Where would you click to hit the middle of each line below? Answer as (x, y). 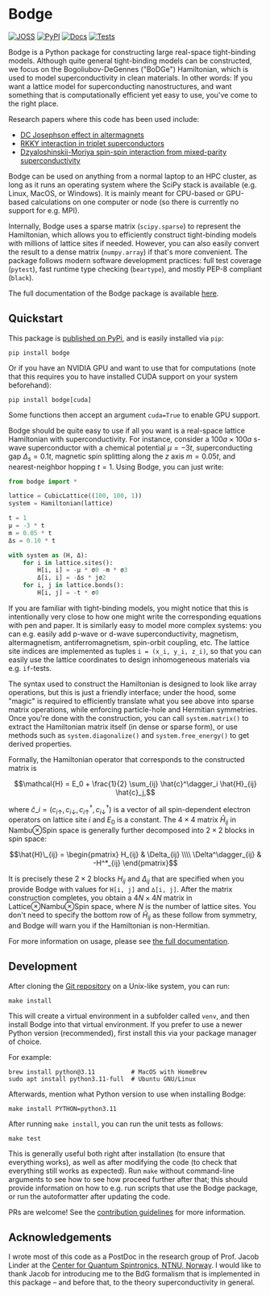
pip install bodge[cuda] (50, 400)
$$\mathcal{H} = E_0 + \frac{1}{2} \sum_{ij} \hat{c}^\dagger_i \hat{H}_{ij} (135, 783)
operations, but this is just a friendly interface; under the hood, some (122, 692)
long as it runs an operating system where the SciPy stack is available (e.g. (133, 184)
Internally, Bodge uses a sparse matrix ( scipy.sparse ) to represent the (125, 226)
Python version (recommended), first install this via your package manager (133, 1033)
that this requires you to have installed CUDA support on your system (123, 376)
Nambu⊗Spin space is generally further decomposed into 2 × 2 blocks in (132, 830)
